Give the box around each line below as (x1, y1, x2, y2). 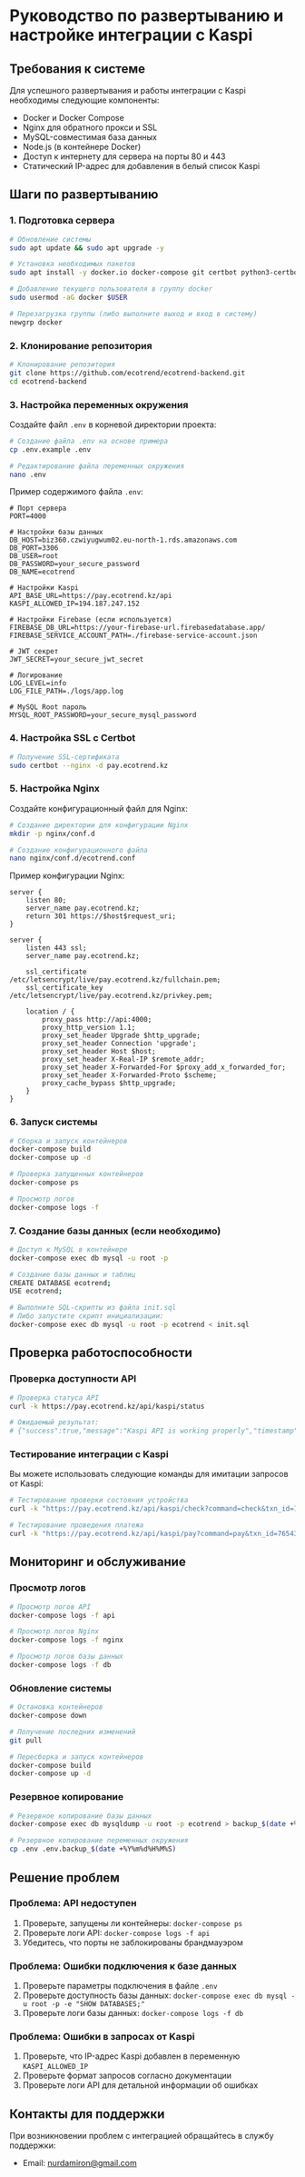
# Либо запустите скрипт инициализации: (9, 1312, 165, 1321)
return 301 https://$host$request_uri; (25, 912, 177, 921)
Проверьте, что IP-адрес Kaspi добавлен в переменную (22, 2051, 241, 2062)
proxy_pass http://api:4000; (42, 1015, 152, 1024)
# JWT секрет (9, 647, 59, 656)
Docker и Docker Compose (22, 113, 124, 123)
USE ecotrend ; (9, 1287, 64, 1296)
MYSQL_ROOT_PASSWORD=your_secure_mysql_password (9, 711, 197, 720)
